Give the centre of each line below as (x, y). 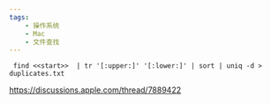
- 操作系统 (42, 26)
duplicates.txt (37, 74)
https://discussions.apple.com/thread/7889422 (95, 90)
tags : (19, 17)
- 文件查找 (42, 42)
